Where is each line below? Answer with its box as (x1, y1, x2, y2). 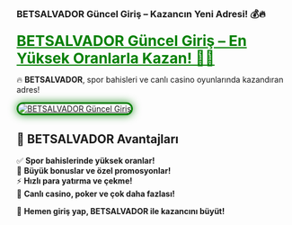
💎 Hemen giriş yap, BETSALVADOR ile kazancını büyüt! (16, 206, 226, 217)
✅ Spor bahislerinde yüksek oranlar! (16, 156, 155, 166)
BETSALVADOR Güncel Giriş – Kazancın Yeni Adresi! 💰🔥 (16, 7, 266, 20)
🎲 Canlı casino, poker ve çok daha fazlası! (16, 188, 175, 200)
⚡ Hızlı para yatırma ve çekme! (16, 175, 133, 186)
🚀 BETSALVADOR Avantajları (16, 131, 180, 147)
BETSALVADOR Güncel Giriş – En (16, 31, 247, 50)
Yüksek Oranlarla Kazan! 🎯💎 (16, 49, 216, 67)
